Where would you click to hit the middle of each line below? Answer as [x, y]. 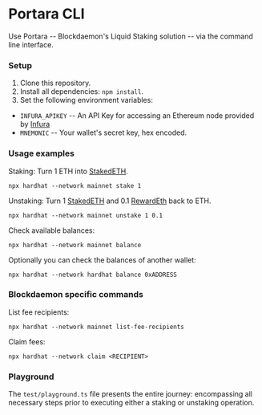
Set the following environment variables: [87, 100]
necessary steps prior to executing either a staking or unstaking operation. [131, 403]
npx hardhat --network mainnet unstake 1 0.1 [85, 215]
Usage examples [41, 153]
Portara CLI [46, 14]
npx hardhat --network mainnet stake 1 [75, 185]
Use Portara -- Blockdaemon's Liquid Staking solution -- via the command [131, 36]
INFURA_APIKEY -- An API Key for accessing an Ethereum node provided [137, 116]
